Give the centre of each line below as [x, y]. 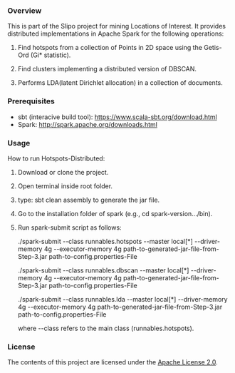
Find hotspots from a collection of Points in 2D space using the [110, 48]
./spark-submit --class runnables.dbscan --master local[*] [103, 270]
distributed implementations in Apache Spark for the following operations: [116, 34]
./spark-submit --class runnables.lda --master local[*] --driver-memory [122, 299]
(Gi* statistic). [51, 55]
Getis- [213, 48]
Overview [25, 11]
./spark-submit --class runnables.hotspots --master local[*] [105, 241]
